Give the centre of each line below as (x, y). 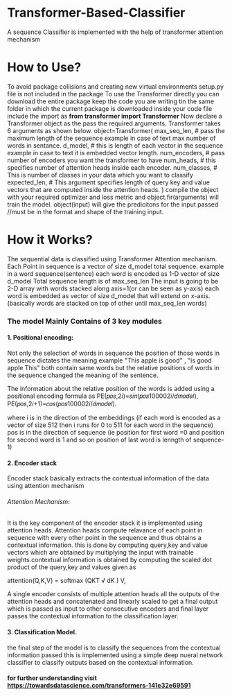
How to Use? (44, 68)
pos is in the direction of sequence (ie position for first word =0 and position (116, 432)
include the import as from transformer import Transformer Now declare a (115, 116)
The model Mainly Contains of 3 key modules (85, 321)
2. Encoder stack (32, 463)
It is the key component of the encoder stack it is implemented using (105, 523)
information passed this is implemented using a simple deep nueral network (115, 655)
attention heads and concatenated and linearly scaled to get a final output (113, 602)
